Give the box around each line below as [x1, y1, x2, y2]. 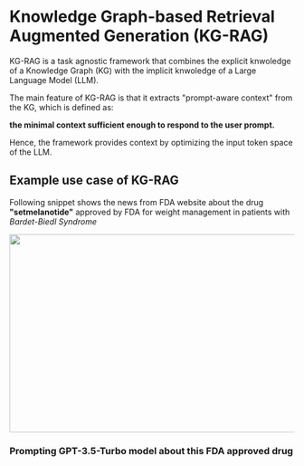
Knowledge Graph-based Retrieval [9, 6, 275, 27]
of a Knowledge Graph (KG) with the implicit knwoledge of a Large [9, 65, 257, 76]
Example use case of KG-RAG [9, 173, 179, 188]
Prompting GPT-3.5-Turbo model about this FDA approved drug [9, 444, 294, 457]
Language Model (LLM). [9, 74, 100, 85]
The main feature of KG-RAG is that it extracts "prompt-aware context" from [9, 92, 293, 103]
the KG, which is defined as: [9, 101, 114, 112]
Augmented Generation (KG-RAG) [9, 25, 270, 46]
